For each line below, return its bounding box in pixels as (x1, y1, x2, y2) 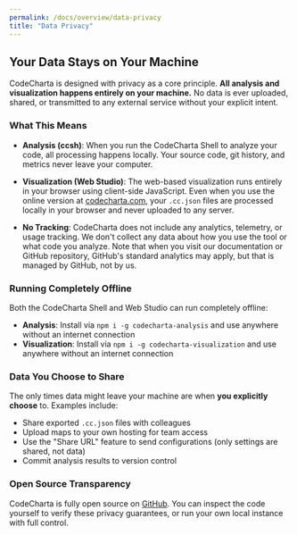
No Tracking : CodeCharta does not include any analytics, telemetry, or (21, 222, 283, 232)
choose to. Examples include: (9, 400, 119, 411)
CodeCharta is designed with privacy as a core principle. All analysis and (9, 78, 280, 89)
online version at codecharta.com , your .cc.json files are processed (21, 195, 274, 205)
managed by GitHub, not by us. (21, 260, 137, 271)
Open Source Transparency (9, 478, 131, 490)
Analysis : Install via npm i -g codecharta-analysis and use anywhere (21, 319, 279, 330)
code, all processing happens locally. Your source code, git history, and (21, 149, 285, 160)
